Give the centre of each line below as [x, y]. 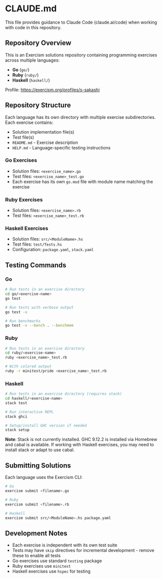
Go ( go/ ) [21, 70]
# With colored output [28, 366]
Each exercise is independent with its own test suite [65, 545]
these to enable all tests [36, 556]
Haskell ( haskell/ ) [31, 80]
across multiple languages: [32, 60]
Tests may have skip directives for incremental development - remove [83, 550]
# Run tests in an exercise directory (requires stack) [64, 394]
